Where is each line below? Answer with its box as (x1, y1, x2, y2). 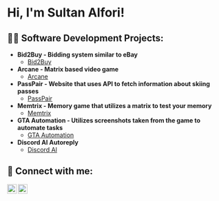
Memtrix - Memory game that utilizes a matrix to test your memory (17, 102, 212, 109)
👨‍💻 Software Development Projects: (7, 32, 164, 44)
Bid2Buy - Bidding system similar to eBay (17, 50, 138, 59)
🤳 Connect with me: (7, 165, 93, 177)
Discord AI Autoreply (17, 138, 79, 146)
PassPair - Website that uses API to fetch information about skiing (17, 80, 210, 87)
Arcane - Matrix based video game (17, 65, 119, 73)
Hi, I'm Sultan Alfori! (7, 5, 125, 21)
